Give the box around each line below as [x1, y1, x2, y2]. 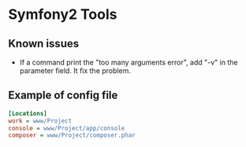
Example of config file [8, 89, 118, 102]
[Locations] [8, 109, 47, 117]
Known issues [8, 37, 80, 50]
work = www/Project [8, 116, 73, 125]
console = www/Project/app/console [8, 124, 125, 132]
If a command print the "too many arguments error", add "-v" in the [19, 57, 238, 67]
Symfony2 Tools [8, 6, 117, 24]
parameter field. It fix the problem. [19, 66, 132, 75]
